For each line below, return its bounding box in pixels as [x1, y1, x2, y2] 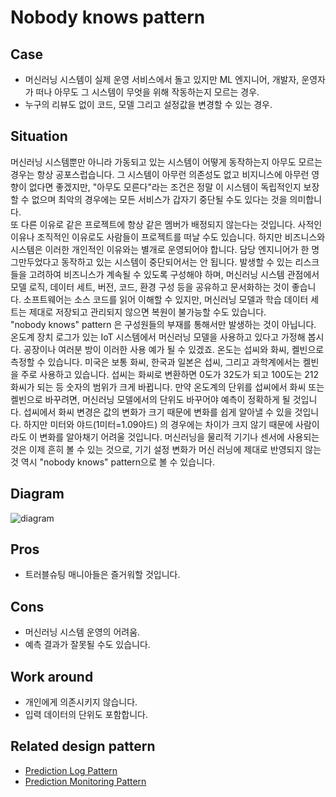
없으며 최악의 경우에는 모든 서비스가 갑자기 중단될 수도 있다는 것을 [31, 193, 288, 205]
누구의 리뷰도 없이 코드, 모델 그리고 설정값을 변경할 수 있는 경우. [24, 99, 273, 110]
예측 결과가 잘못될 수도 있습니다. [24, 639, 151, 651]
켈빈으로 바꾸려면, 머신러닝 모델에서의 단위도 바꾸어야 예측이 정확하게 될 [10, 393, 291, 405]
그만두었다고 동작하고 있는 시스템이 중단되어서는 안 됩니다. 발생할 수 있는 [10, 256, 293, 268]
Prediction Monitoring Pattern [24, 775, 147, 787]
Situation [10, 128, 68, 145]
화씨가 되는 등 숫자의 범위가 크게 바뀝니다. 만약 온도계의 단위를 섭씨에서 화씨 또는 [10, 381, 325, 393]
